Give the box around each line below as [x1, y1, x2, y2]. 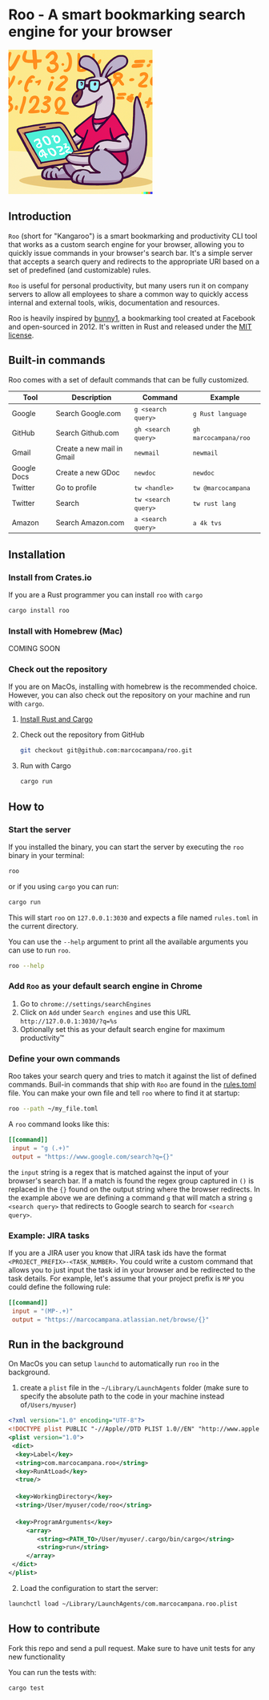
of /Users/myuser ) [19, 1400, 77, 1410]
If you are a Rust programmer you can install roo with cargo [8, 590, 203, 599]
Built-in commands [8, 354, 106, 367]
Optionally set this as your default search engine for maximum [19, 1024, 226, 1034]
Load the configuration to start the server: [19, 1583, 159, 1593]
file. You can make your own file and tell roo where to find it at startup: [8, 1088, 240, 1098]
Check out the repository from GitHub [19, 730, 145, 739]
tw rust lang [192, 500, 236, 508]
